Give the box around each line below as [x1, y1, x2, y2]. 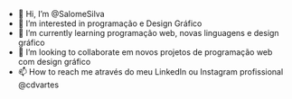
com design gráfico [17, 57, 91, 67]
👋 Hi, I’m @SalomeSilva [17, 9, 106, 19]
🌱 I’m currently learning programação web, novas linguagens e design [17, 28, 279, 38]
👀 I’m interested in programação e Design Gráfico [17, 18, 203, 29]
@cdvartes [17, 79, 60, 90]
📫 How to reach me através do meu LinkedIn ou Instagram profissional [17, 67, 284, 76]
